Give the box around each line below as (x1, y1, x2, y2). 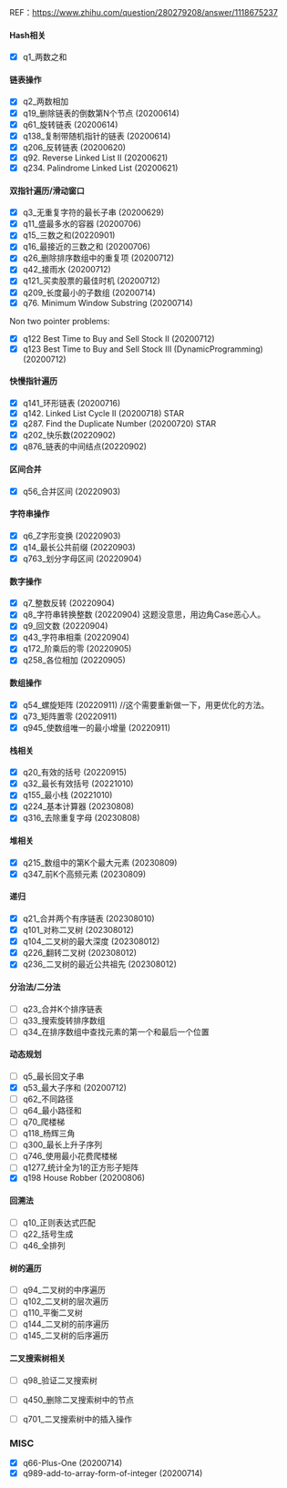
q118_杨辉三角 (22, 1128, 76, 1139)
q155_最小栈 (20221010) (22, 790, 113, 801)
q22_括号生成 (22, 1228, 74, 1239)
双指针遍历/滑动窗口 (9, 185, 85, 196)
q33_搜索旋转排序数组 (22, 1014, 107, 1026)
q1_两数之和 (22, 52, 67, 63)
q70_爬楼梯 (22, 1116, 66, 1127)
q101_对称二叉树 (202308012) (22, 925, 135, 936)
